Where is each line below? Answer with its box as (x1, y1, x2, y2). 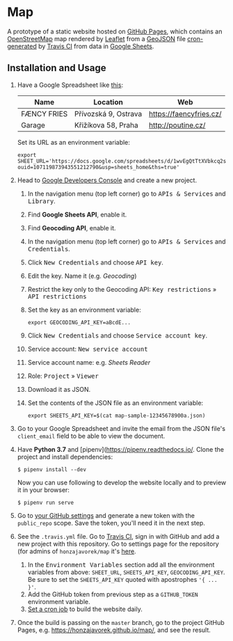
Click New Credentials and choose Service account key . (27, 331, 208, 340)
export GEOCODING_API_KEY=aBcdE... (27, 319, 131, 326)
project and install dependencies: (17, 452, 113, 461)
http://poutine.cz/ (148, 120, 206, 129)
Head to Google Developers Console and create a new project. (17, 175, 197, 184)
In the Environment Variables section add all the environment (27, 560, 215, 569)
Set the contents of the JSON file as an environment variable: (27, 398, 204, 407)
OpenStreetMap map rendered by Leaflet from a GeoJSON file (7, 34, 186, 42)
